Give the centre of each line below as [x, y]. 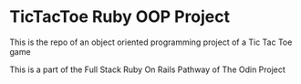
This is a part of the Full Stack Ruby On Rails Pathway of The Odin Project [147, 69]
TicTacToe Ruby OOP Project [120, 17]
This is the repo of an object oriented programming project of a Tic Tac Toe [151, 42]
